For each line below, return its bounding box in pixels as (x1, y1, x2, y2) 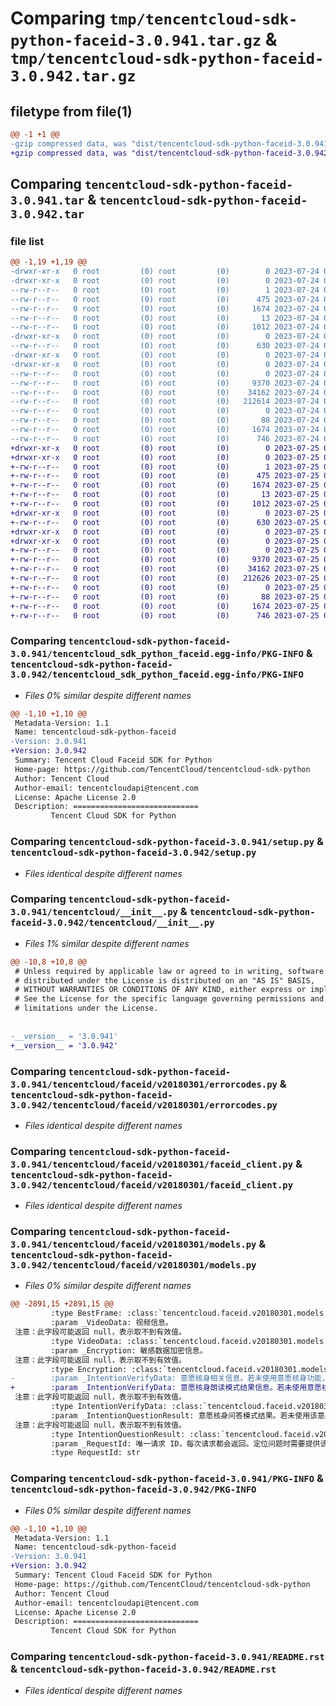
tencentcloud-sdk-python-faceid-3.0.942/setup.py (10, 847, 257, 859)
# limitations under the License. (14, 1003, 159, 1014)
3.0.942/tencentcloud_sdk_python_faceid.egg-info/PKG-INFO (10, 669, 304, 681)
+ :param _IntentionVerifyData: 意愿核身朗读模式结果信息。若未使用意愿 (10, 1383, 322, 1393)
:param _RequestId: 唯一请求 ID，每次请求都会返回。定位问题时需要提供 (50, 1438, 321, 1449)
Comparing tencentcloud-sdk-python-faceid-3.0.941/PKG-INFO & (10, 1472, 324, 1486)
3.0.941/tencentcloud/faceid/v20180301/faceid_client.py (10, 1158, 294, 1170)
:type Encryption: (50, 1364, 128, 1374)
